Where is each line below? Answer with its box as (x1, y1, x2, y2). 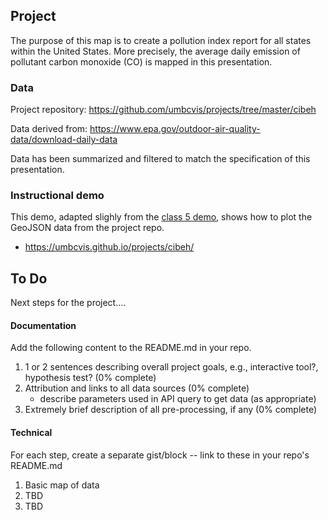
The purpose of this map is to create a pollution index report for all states (10, 34, 312, 46)
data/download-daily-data (10, 134, 118, 146)
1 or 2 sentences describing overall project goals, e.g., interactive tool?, (24, 361, 319, 373)
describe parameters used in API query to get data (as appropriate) (39, 393, 317, 405)
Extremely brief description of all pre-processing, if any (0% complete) (24, 404, 317, 416)
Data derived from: (10, 123, 88, 135)
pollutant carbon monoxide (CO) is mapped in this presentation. (10, 55, 273, 68)
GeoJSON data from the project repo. (10, 222, 165, 234)
